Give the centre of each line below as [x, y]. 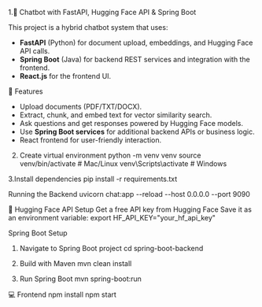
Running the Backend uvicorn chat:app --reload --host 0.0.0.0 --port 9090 [129, 194]
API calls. [35, 51]
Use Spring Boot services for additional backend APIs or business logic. [137, 131]
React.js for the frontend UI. [65, 76]
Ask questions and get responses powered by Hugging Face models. [131, 123]
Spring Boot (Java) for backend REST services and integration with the [135, 59]
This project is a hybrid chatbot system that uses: [88, 27]
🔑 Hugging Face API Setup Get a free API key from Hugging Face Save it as [130, 209]
